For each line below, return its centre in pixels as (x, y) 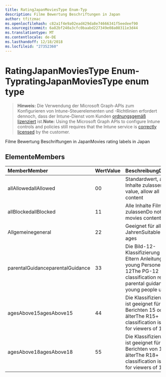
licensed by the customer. (43, 132)
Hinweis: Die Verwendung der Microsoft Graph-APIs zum (76, 105)
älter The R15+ (142, 316)
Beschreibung (142, 171)
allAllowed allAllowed (31, 188)
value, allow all (142, 192)
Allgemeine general (29, 232)
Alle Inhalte (138, 206)
